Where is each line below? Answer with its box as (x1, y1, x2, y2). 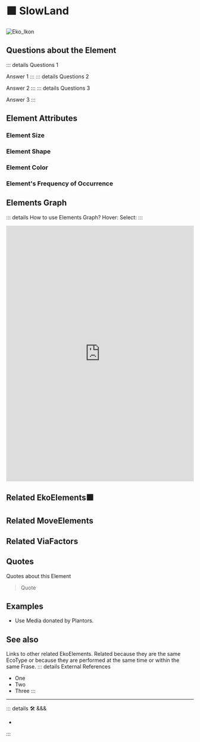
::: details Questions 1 (6, 61, 58, 68)
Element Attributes (6, 114, 78, 124)
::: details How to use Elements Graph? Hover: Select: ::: (6, 213, 143, 221)
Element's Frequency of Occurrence (6, 179, 113, 188)
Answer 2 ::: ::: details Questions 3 (6, 84, 90, 91)
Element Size (6, 132, 45, 140)
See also (6, 634, 39, 645)
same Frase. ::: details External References (6, 663, 111, 670)
